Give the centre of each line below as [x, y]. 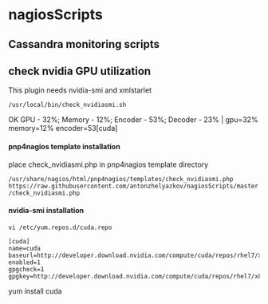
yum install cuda [35, 291]
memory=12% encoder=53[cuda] [63, 128]
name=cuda [25, 248]
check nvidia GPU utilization [80, 71]
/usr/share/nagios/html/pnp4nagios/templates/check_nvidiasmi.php [121, 179]
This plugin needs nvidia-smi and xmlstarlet [80, 90]
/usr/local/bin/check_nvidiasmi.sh [67, 105]
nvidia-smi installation [46, 211]
